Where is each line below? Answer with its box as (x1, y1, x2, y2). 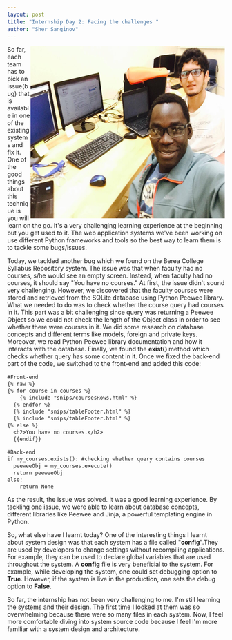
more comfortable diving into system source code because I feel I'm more (7, 618, 217, 626)
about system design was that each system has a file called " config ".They (7, 539, 219, 547)
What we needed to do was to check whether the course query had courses (7, 301, 224, 309)
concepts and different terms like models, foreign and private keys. (7, 330, 198, 338)
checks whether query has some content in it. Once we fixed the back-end (7, 352, 220, 360)
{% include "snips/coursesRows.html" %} (19, 394, 137, 402)
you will (7, 214, 29, 222)
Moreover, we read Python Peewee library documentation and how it (7, 338, 202, 346)
